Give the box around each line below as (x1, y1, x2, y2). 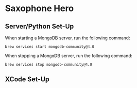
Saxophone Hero (5, 3, 74, 14)
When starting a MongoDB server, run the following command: (5, 35, 130, 41)
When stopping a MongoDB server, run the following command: (5, 53, 133, 59)
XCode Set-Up (5, 75, 50, 84)
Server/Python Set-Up (5, 22, 74, 30)
